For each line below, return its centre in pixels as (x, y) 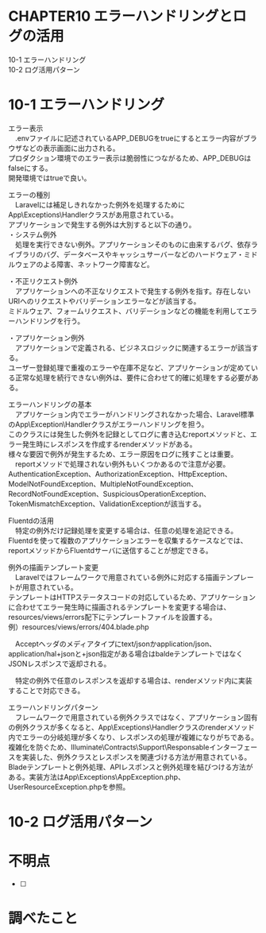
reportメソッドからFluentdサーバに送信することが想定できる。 (110, 550)
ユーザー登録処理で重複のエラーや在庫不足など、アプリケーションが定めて (130, 367)
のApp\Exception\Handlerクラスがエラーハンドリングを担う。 (108, 424)
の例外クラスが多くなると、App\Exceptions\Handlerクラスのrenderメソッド (132, 727)
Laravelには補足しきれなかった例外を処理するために (100, 204)
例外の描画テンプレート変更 (54, 567)
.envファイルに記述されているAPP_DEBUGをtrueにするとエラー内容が (129, 138)
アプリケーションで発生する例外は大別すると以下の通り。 (102, 224)
